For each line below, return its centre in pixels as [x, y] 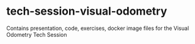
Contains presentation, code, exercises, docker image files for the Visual [98, 28]
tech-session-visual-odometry [87, 11]
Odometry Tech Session [37, 34]
